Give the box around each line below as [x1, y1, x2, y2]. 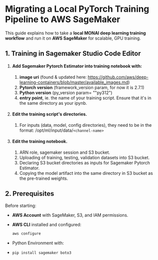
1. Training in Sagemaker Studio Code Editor [5, 49, 141, 58]
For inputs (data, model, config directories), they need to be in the [19, 122, 152, 128]
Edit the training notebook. [12, 139, 68, 144]
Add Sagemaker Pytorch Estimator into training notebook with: [12, 63, 142, 69]
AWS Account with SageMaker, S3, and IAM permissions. [12, 212, 128, 218]
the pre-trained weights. [19, 175, 68, 181]
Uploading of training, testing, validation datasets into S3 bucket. [19, 154, 150, 160]
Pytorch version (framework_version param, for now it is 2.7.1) [19, 84, 145, 90]
